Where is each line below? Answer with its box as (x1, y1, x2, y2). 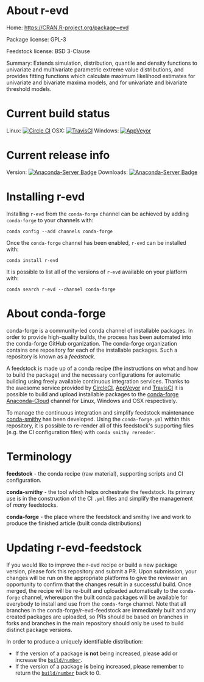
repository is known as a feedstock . (6, 352, 96, 360)
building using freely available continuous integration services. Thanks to (6, 377, 190, 385)
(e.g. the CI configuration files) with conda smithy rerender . (6, 428, 155, 435)
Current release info (6, 148, 110, 162)
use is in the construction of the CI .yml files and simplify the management (6, 495, 193, 502)
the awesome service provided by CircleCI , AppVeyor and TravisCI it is (6, 384, 184, 391)
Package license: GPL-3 (6, 35, 66, 43)
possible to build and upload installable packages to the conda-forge (6, 390, 179, 397)
